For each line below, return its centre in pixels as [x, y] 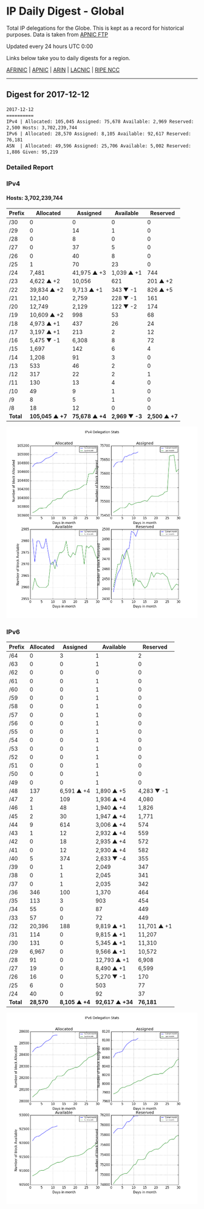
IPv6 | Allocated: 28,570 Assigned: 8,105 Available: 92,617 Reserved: [99, 134]
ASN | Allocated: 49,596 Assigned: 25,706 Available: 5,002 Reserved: [99, 146]
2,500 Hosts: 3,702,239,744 [42, 128]
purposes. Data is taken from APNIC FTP [57, 34]
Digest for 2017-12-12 [48, 95]
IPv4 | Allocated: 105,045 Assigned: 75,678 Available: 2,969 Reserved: [100, 122]
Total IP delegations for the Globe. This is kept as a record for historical [95, 28]
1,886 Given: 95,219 [32, 152]
